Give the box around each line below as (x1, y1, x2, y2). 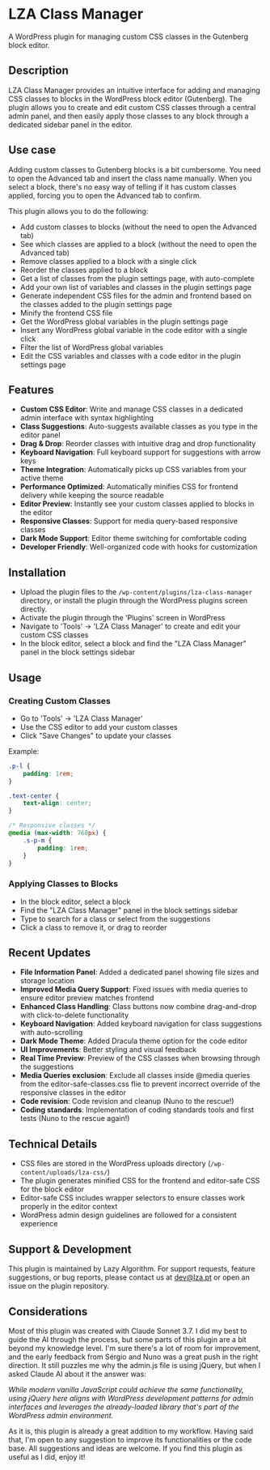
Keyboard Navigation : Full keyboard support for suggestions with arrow (19, 447, 261, 458)
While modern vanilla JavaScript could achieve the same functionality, (8, 1384, 244, 1394)
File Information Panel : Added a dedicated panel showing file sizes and (19, 967, 259, 977)
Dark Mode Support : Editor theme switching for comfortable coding (19, 534, 247, 543)
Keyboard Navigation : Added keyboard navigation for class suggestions (19, 1019, 263, 1029)
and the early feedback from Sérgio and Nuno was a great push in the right (8, 1352, 259, 1361)
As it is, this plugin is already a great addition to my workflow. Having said (8, 1426, 254, 1436)
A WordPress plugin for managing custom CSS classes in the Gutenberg (8, 32, 249, 41)
